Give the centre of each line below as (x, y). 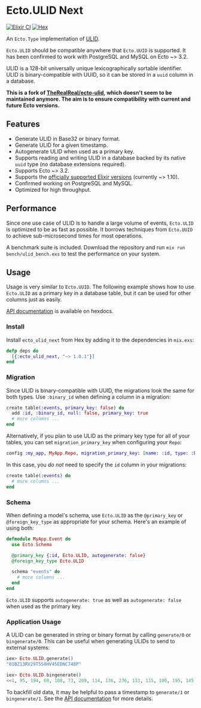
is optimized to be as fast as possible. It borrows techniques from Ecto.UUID (100, 229)
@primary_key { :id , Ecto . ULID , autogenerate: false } (79, 555)
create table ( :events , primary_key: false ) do (65, 408)
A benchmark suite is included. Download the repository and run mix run (96, 247)
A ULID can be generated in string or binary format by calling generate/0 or (99, 635)
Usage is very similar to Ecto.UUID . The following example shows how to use (100, 287)
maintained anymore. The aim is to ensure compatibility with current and (98, 99)
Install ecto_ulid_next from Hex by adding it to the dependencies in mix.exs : (100, 340)
